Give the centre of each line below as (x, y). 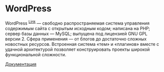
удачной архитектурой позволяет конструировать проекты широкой (78, 49)
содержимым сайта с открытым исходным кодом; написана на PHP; (78, 28)
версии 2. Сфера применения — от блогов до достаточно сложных (76, 39)
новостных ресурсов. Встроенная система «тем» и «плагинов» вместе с (82, 44)
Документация (21, 64)
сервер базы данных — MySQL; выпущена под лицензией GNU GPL (76, 34)
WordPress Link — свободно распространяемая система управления (77, 23)
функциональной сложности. (36, 54)
